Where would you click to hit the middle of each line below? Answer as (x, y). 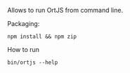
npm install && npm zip (42, 36)
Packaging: (24, 24)
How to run (24, 49)
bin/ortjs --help (33, 62)
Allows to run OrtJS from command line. (65, 10)
